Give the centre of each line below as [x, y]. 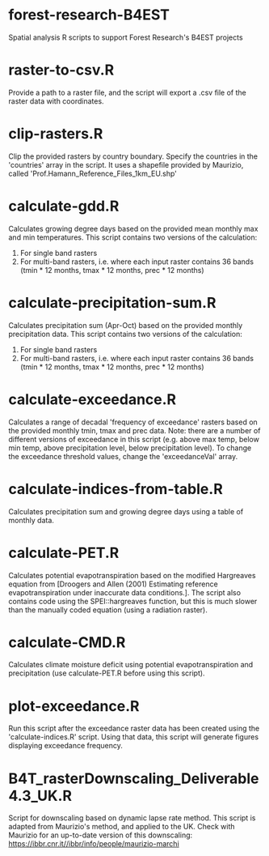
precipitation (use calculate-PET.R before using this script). [107, 673]
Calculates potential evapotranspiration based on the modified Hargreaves [132, 575]
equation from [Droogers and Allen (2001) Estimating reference [113, 584]
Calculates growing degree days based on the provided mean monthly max [133, 228]
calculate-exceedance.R [92, 399]
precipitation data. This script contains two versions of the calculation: [125, 334]
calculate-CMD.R [67, 642]
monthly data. [32, 520]
